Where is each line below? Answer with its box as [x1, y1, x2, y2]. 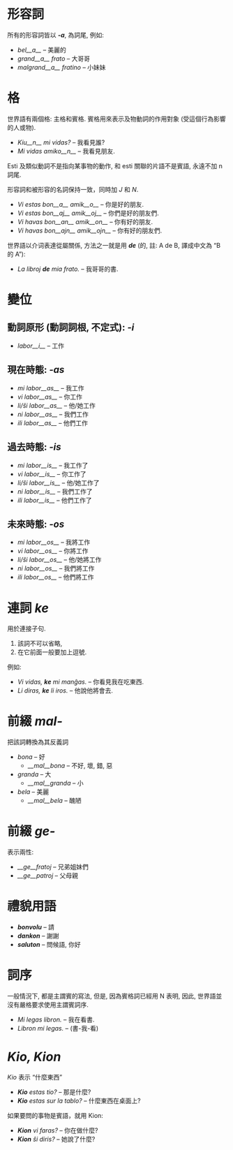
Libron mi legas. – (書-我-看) [17, 1024, 99, 1032]
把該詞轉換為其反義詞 [7, 738, 68, 746]
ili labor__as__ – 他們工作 [17, 418, 89, 427]
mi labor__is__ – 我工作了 [17, 461, 89, 469]
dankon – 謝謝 [17, 931, 59, 940]
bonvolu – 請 [17, 923, 54, 931]
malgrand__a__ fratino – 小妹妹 [17, 63, 106, 71]
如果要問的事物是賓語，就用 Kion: [7, 1111, 103, 1119]
